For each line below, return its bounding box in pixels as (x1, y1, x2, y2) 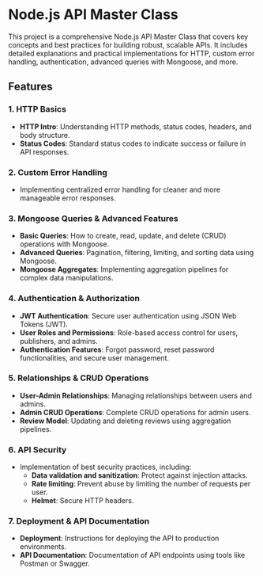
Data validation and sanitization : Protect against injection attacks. (31, 471, 248, 480)
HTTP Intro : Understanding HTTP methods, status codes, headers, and (19, 121, 252, 132)
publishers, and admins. (19, 336, 98, 345)
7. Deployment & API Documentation (8, 516, 150, 527)
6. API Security (8, 444, 67, 455)
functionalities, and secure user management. (19, 353, 170, 362)
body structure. (19, 130, 70, 139)
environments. (19, 542, 67, 551)
